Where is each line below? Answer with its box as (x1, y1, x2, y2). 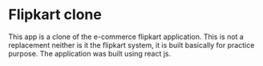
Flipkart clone (8, 6, 102, 24)
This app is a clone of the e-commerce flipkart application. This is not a (8, 32, 245, 41)
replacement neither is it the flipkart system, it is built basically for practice (8, 40, 255, 49)
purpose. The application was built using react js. (8, 49, 171, 58)
